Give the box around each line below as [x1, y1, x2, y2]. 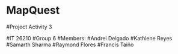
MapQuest [6, 4, 60, 17]
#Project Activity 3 [6, 23, 52, 30]
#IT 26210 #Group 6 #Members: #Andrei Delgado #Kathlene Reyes [6, 34, 173, 42]
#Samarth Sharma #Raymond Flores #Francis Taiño [6, 41, 134, 48]
